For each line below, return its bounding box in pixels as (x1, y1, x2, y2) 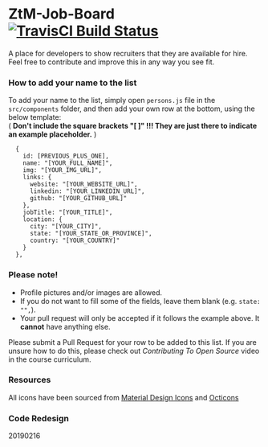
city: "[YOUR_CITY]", (29, 223, 103, 231)
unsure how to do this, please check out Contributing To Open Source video (8, 346, 260, 355)
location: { (22, 215, 63, 223)
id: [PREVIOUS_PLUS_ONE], (22, 152, 110, 161)
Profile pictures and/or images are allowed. (19, 287, 163, 297)
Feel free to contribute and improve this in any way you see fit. (8, 57, 215, 67)
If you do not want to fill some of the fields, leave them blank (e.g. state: (19, 296, 261, 306)
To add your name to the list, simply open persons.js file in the (8, 96, 216, 105)
